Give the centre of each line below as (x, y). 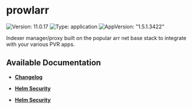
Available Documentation (54, 63)
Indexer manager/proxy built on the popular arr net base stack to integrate (96, 38)
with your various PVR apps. (40, 44)
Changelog (29, 77)
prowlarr (27, 10)
